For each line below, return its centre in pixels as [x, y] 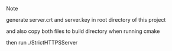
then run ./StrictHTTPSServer [42, 42]
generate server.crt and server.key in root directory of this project [86, 20]
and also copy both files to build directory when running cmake [83, 31]
